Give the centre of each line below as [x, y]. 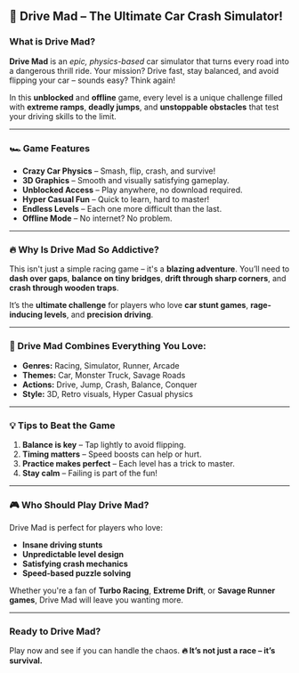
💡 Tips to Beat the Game [62, 426]
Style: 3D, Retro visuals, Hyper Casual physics [108, 393]
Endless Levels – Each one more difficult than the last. [122, 208]
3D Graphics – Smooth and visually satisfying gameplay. [125, 180]
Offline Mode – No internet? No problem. [97, 218]
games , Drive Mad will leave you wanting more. [97, 600]
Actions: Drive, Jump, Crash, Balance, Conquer [109, 385]
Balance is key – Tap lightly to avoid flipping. [104, 444]
